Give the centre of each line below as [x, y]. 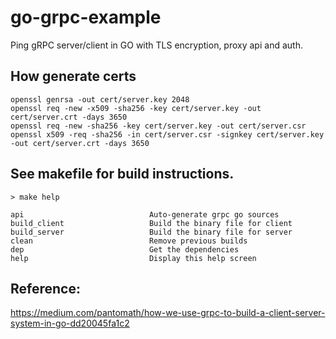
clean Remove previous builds [129, 241]
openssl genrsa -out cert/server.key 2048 [100, 99]
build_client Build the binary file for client [151, 223]
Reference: [45, 288]
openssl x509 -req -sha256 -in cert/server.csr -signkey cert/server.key [167, 134]
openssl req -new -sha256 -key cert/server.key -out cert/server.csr [158, 126]
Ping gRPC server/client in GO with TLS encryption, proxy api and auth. [156, 45]
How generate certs [73, 76]
